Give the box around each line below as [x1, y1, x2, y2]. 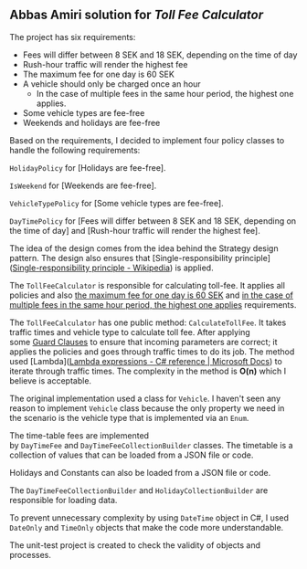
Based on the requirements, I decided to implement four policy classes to [9, 134, 285, 145]
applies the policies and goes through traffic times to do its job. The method [9, 346, 295, 357]
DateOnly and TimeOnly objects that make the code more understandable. [9, 522, 284, 532]
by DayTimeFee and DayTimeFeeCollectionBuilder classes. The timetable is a [9, 439, 294, 450]
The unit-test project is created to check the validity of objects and [9, 539, 261, 551]
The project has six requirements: [9, 31, 136, 42]
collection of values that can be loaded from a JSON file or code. [9, 449, 254, 460]
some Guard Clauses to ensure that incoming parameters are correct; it [9, 336, 278, 347]
